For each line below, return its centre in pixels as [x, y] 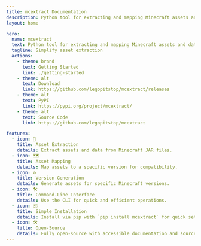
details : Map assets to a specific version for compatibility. [98, 167]
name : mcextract [32, 40]
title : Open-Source [41, 228]
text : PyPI [36, 101]
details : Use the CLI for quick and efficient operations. [92, 200]
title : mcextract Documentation [46, 12]
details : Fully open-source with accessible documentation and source [107, 234]
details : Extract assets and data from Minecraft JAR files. [95, 150]
